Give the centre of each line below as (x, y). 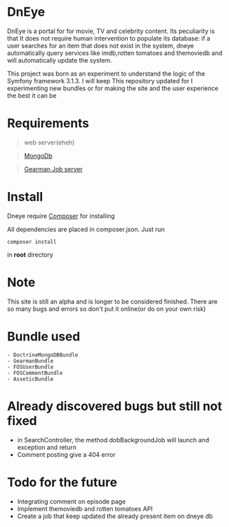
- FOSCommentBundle (35, 373)
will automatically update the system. (59, 60)
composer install (32, 241)
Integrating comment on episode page (71, 501)
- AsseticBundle (30, 379)
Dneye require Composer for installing (61, 216)
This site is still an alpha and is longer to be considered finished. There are (112, 301)
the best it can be (32, 95)
